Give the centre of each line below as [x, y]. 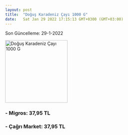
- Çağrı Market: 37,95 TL [35, 126]
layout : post [19, 10]
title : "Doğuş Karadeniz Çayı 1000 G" [47, 14]
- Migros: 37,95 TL [28, 113]
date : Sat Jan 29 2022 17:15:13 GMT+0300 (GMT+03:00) [64, 19]
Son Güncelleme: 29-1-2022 [34, 33]
